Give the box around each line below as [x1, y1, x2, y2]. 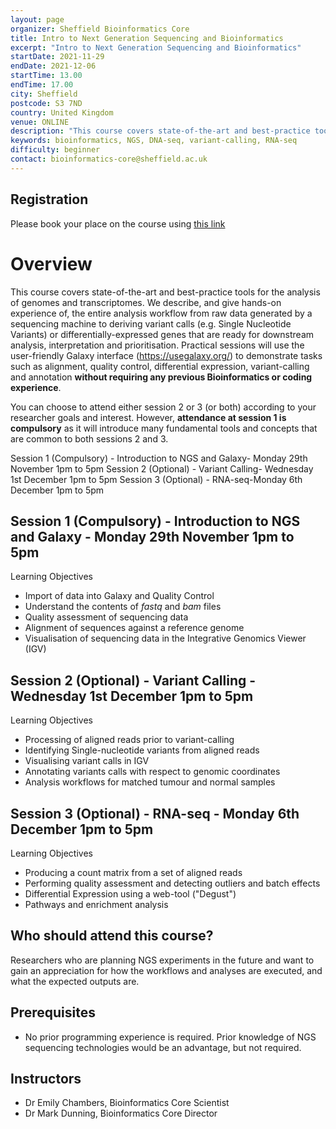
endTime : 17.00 [10, 80, 74, 90]
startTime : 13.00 [10, 71, 83, 81]
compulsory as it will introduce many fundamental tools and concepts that [10, 422, 318, 434]
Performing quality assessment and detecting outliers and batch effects [24, 877, 321, 889]
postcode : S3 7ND [10, 98, 83, 108]
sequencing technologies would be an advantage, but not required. [24, 1041, 302, 1053]
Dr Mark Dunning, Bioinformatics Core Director [24, 1107, 218, 1120]
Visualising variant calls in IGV [24, 755, 150, 767]
